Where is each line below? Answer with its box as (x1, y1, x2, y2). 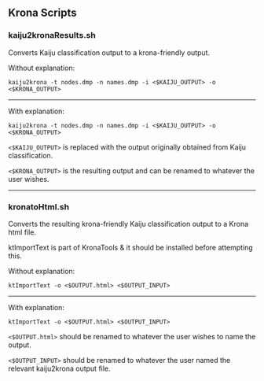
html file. (8, 227, 37, 237)
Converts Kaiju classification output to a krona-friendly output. (8, 47, 211, 57)
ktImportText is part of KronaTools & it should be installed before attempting (8, 242, 253, 252)
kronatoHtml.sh (8, 201, 69, 212)
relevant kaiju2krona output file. (8, 364, 112, 373)
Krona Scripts (8, 6, 77, 20)
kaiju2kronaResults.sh (8, 30, 96, 41)
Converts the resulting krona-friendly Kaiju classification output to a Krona (8, 219, 249, 228)
